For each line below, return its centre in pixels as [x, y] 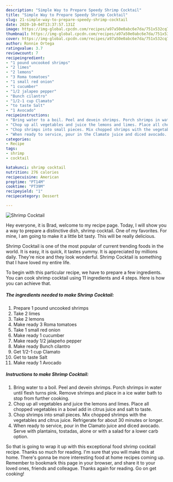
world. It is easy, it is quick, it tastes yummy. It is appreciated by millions [82, 251]
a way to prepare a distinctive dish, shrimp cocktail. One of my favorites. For [86, 230]
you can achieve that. [28, 283]
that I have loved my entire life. [38, 262]
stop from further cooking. [41, 398]
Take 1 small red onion [37, 330]
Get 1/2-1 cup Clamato [37, 351]
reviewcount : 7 [22, 53]
